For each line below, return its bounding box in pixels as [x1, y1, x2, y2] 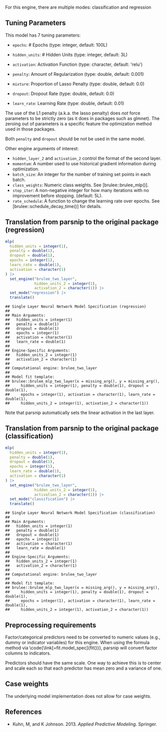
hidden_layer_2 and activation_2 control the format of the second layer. [12, 155, 161, 161]
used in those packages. [5, 126, 56, 132]
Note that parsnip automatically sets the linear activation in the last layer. [5, 409, 155, 415]
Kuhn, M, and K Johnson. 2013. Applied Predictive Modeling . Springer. [12, 721, 157, 727]
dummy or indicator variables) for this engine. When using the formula [5, 640, 150, 645]
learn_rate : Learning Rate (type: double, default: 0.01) [12, 100, 124, 106]
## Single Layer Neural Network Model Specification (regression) [5, 304, 146, 309]
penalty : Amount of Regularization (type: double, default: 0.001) [12, 71, 144, 77]
